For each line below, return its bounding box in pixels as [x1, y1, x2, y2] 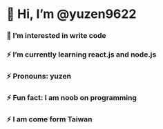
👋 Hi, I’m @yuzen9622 [6, 6, 137, 22]
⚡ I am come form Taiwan [6, 114, 93, 123]
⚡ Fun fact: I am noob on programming [6, 92, 137, 102]
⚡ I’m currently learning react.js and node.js [6, 50, 157, 59]
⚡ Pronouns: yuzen [6, 71, 72, 81]
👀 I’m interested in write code [6, 31, 106, 41]
